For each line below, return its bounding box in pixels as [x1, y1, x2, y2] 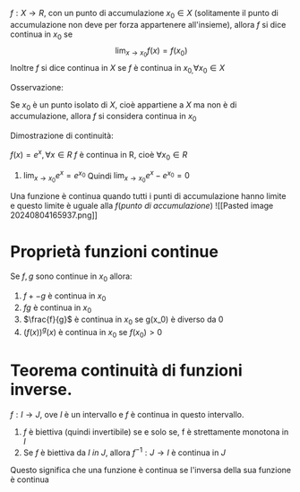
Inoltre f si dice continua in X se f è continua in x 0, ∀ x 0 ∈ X [10, 62, 225, 75]
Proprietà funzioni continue [10, 241, 219, 262]
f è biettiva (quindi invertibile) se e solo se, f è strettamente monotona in [22, 426, 289, 437]
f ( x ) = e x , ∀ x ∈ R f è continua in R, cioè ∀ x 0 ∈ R [10, 148, 188, 162]
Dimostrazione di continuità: [10, 130, 115, 142]
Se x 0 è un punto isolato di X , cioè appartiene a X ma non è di [10, 99, 237, 112]
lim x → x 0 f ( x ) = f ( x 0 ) [115, 45, 188, 59]
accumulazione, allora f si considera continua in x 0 [10, 111, 197, 124]
